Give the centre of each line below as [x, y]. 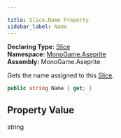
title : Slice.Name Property [48, 20]
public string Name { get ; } [50, 88]
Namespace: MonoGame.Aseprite [57, 54]
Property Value [41, 110]
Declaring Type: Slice [39, 46]
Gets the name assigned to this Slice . [60, 75]
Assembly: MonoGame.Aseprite [54, 61]
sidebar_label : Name [37, 26]
